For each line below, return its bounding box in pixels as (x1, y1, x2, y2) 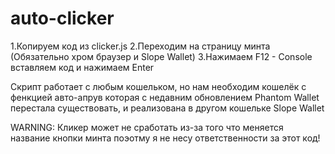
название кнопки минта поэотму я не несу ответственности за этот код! (10, 132, 321, 144)
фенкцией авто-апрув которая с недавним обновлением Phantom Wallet (10, 91, 320, 103)
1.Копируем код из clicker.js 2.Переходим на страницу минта (10, 40, 271, 52)
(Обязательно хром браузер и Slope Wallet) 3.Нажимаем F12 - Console (10, 50, 313, 62)
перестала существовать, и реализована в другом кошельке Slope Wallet (10, 102, 325, 114)
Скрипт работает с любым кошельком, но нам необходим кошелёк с (10, 80, 307, 92)
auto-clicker (10, 7, 115, 30)
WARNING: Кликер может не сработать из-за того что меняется (10, 121, 284, 133)
